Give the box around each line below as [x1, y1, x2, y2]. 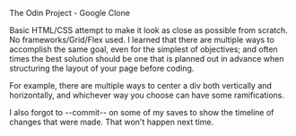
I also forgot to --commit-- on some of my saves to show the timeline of [9, 107, 274, 117]
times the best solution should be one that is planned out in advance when [9, 54, 284, 64]
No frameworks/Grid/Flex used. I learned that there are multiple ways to [9, 35, 275, 45]
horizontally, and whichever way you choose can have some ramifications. [9, 89, 285, 100]
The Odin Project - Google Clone [9, 8, 130, 18]
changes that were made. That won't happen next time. [9, 116, 213, 127]
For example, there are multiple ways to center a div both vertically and [9, 81, 272, 90]
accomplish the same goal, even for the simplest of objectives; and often [9, 44, 278, 55]
